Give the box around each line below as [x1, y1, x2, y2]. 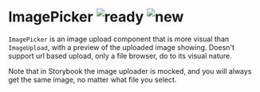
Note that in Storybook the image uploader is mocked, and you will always [8, 66, 252, 75]
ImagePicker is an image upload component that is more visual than [8, 34, 230, 44]
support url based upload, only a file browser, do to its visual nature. [8, 51, 233, 60]
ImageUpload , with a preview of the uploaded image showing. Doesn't [8, 42, 235, 52]
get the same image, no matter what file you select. [8, 75, 177, 84]
